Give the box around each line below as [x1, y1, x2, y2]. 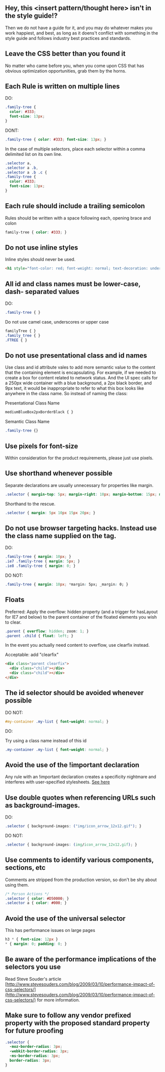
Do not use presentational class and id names [5, 351, 147, 360]
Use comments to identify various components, [5, 856, 154, 864]
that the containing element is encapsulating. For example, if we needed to [5, 370, 156, 375]
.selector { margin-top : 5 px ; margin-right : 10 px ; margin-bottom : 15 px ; [5, 492, 157, 497]
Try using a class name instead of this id [5, 738, 87, 743]
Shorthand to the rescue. [5, 501, 55, 507]
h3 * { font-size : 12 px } [5, 937, 58, 942]
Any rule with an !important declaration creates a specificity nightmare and [5, 774, 156, 780]
